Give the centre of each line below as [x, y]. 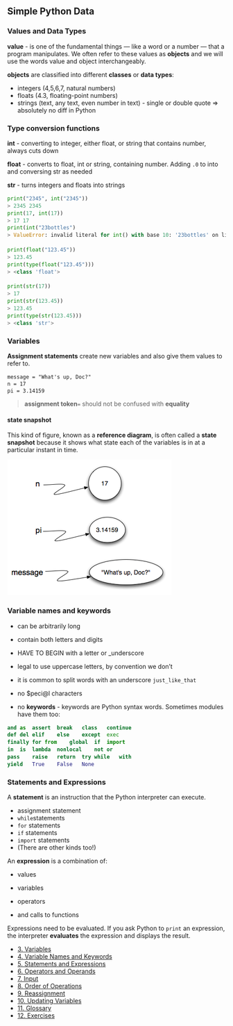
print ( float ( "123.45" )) [42, 250]
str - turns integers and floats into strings [66, 185]
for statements [39, 825]
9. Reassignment [41, 993]
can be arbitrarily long [49, 626]
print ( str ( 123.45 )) [35, 301]
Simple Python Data [51, 11]
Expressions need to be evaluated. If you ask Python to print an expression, [116, 928]
